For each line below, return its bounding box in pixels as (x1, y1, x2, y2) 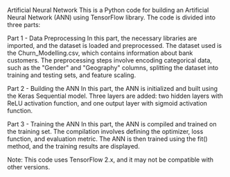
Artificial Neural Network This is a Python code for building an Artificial (7, 6, 209, 14)
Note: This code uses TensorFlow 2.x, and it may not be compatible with (7, 155, 213, 164)
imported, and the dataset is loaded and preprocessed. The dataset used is (7, 42, 222, 49)
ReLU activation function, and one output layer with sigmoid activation (7, 99, 208, 107)
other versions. (7, 163, 51, 171)
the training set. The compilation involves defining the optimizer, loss (7, 128, 204, 135)
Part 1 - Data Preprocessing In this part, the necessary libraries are (7, 34, 197, 42)
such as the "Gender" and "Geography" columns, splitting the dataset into (7, 64, 219, 71)
